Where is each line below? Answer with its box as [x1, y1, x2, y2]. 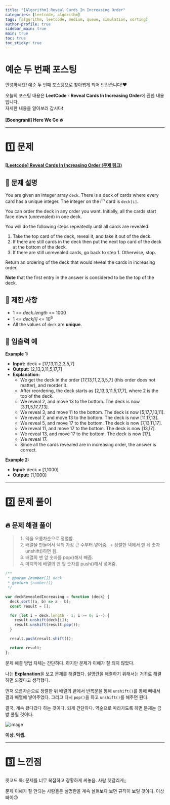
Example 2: [5, 457, 29, 463]
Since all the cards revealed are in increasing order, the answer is [20, 442, 156, 448]
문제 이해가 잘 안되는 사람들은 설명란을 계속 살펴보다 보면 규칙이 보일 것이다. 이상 [5, 788, 164, 794]
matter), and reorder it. [20, 382, 68, 389]
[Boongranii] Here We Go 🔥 [5, 117, 63, 123]
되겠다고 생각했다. [14, 677, 50, 683]
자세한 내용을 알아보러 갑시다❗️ [5, 105, 64, 111]
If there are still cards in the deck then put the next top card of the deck [12, 239, 162, 245]
